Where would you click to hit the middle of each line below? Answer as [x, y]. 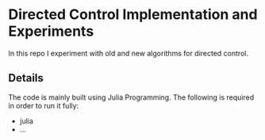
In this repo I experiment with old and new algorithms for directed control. [128, 53]
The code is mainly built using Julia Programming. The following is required [131, 97]
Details [26, 78]
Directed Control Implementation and [133, 15]
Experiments [51, 31]
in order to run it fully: [44, 105]
